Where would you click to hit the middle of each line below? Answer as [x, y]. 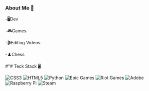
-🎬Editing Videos [23, 43]
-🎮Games [16, 31]
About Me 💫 [20, 8]
